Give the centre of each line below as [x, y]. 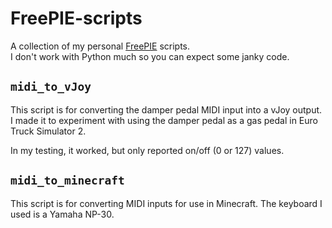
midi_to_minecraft [67, 180]
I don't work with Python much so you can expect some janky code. [150, 56]
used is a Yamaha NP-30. [62, 214]
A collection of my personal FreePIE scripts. [100, 46]
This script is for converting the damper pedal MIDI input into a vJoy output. [166, 109]
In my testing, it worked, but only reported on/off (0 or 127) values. [147, 150]
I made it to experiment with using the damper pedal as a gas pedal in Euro [164, 120]
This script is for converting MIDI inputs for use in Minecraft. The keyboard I [166, 203]
